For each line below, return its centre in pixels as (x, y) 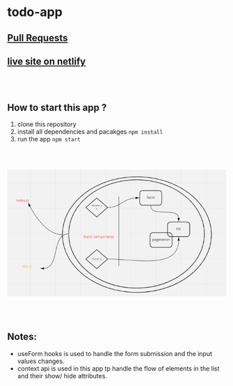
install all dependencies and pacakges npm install (90, 132)
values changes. (41, 361)
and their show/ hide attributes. (62, 376)
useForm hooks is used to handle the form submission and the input (114, 353)
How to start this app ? (57, 108)
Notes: (22, 337)
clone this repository (47, 124)
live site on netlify (47, 61)
